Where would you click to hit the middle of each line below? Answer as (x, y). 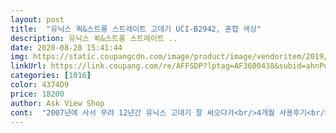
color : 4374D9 (40, 85)
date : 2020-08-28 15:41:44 (66, 47)
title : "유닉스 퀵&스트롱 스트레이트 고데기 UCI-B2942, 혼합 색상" (136, 29)
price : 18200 (37, 94)
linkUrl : (28, 66)
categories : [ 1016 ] (51, 76)
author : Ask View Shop (57, 103)
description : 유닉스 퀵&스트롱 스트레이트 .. (94, 38)
